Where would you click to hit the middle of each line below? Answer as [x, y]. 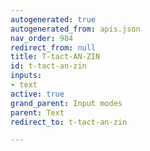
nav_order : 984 [42, 38]
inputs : [26, 76]
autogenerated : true [53, 19]
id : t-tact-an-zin [48, 66]
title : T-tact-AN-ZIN [55, 57]
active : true [37, 94]
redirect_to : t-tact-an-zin [69, 122]
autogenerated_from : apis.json [75, 29]
